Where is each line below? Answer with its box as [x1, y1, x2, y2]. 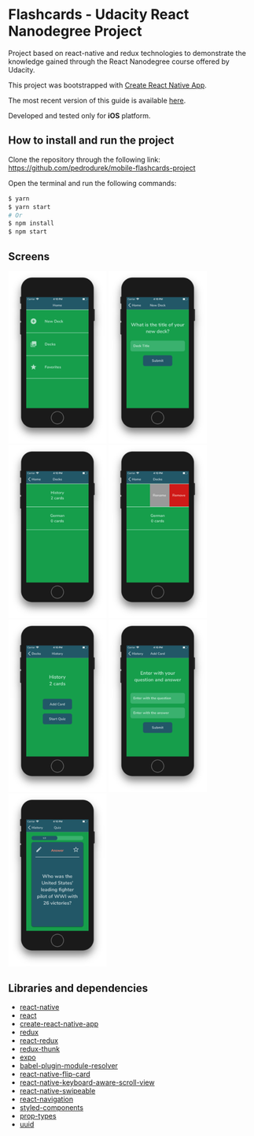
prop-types [19, 1112, 57, 1121]
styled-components [19, 1103, 84, 1112]
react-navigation [19, 1094, 74, 1104]
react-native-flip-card [19, 1070, 90, 1079]
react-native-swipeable [19, 1086, 96, 1096]
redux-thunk [19, 1045, 61, 1054]
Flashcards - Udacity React [8, 6, 190, 24]
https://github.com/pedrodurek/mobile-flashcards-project [8, 163, 196, 173]
